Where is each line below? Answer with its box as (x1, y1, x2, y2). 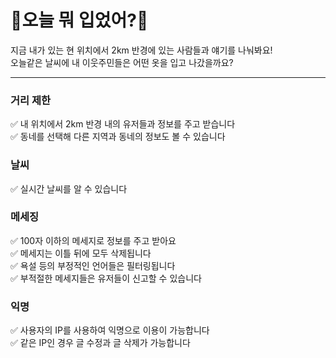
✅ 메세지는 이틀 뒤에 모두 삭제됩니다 (10, 247, 152, 259)
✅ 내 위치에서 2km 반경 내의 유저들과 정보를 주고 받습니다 (10, 118, 236, 130)
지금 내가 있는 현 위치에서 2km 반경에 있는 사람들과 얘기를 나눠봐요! (10, 44, 273, 56)
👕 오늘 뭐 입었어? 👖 (10, 9, 149, 32)
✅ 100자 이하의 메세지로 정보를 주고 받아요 (10, 234, 177, 246)
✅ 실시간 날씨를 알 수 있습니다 (10, 182, 128, 195)
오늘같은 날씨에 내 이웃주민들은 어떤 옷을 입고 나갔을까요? (10, 56, 234, 68)
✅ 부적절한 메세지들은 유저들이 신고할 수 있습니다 (10, 272, 202, 284)
